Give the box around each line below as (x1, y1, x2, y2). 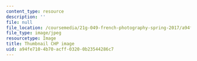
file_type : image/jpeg (6, 30, 62, 36)
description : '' (6, 14, 46, 20)
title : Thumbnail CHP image (6, 41, 75, 47)
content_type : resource (6, 8, 64, 15)
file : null (6, 19, 33, 25)
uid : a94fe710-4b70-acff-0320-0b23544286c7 (6, 46, 114, 52)
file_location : (6, 24, 43, 31)
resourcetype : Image (6, 35, 57, 41)
